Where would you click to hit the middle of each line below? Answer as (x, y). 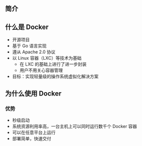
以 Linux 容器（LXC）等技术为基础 (47, 58)
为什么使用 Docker (33, 93)
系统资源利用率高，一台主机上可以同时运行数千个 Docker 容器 (74, 126)
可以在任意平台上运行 (34, 132)
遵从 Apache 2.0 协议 (34, 52)
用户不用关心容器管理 (41, 71)
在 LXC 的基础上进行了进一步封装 (53, 64)
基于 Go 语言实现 (29, 46)
